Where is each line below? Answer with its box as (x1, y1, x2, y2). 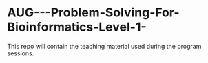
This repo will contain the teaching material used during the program (7, 42, 202, 50)
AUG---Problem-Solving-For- (7, 5, 180, 21)
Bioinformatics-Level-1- (7, 19, 147, 35)
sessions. (7, 49, 34, 58)
